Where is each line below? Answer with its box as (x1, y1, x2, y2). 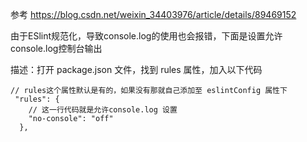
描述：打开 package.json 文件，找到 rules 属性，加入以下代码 (10, 64, 263, 75)
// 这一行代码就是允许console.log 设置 (28, 105, 178, 115)
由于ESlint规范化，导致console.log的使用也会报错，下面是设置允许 (10, 30, 283, 42)
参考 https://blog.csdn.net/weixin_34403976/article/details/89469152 (10, 9, 297, 20)
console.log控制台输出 (10, 43, 103, 54)
